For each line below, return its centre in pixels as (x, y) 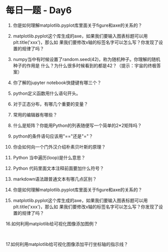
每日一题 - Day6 (39, 10)
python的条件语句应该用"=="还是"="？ (53, 136)
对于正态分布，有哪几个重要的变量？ (51, 104)
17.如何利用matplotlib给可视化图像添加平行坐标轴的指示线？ (67, 244)
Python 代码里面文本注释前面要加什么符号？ (59, 168)
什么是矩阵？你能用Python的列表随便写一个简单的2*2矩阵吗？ (77, 125)
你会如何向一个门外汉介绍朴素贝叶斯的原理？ (59, 147)
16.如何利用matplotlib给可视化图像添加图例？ (52, 224)
